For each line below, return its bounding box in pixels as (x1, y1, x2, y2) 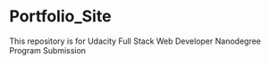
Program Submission (9, 45, 87, 55)
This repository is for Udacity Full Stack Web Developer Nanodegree (9, 36, 261, 46)
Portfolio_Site (9, 6, 112, 27)
